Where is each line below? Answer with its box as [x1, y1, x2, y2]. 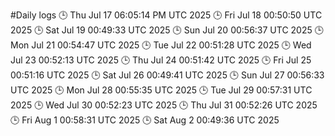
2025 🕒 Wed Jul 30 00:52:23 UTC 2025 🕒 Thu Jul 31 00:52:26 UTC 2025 [10, 99, 318, 111]
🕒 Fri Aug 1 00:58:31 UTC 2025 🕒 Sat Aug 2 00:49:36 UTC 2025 [10, 114, 280, 126]
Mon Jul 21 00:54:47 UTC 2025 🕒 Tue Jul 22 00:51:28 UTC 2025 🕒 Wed [10, 39, 312, 51]
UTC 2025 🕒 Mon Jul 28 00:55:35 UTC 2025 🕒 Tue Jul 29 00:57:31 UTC [10, 84, 313, 96]
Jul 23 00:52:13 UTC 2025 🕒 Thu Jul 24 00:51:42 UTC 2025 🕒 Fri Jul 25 [10, 54, 312, 66]
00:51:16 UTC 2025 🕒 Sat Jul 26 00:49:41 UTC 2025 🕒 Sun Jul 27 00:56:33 [10, 69, 325, 81]
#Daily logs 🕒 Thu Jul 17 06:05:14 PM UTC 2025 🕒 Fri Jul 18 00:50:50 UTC [10, 9, 323, 21]
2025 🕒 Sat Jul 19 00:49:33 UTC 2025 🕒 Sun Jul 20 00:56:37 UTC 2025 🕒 [10, 24, 324, 36]
